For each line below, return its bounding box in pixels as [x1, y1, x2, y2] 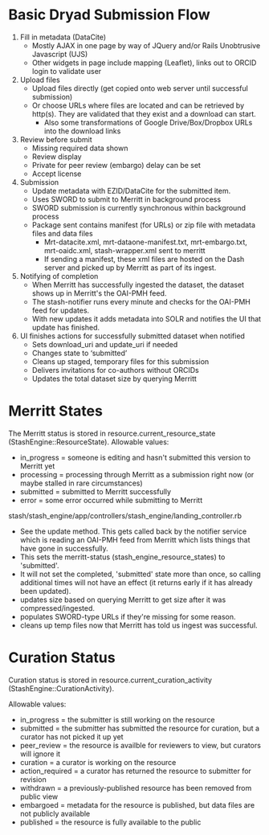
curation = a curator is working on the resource [19, 757, 177, 767]
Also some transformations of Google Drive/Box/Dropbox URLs [43, 117, 253, 127]
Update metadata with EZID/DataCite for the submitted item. [31, 186, 231, 195]
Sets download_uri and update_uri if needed [31, 339, 178, 349]
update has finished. [31, 322, 100, 332]
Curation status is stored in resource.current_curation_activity [8, 675, 213, 685]
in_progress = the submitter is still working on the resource [19, 714, 215, 724]
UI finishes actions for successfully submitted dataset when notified [19, 331, 245, 341]
